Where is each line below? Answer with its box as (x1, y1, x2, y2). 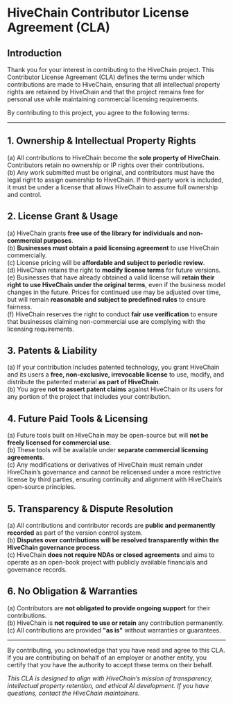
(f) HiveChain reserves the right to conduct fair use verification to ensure (7, 310, 218, 318)
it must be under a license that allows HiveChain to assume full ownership (7, 182, 218, 191)
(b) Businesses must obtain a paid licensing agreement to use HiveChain (7, 243, 220, 252)
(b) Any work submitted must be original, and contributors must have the (7, 168, 215, 176)
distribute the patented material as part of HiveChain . (7, 378, 161, 386)
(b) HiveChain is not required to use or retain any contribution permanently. (7, 619, 224, 627)
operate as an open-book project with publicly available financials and (7, 558, 208, 567)
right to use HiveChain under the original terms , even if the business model (7, 280, 225, 289)
